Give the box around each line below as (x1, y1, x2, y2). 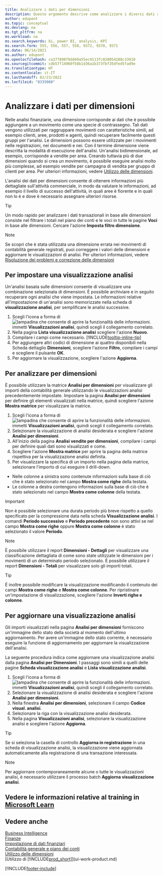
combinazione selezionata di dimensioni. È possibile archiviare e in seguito (5, 289, 154, 295)
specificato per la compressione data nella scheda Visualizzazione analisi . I (5, 513, 158, 519)
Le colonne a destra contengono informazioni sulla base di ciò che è (12, 484, 149, 490)
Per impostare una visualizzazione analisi (5, 271, 133, 279)
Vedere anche (5, 817, 49, 825)
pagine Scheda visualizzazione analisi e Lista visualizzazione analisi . (5, 665, 147, 671)
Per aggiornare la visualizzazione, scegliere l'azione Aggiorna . (12, 355, 138, 361)
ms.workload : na (5, 35, 38, 39)
